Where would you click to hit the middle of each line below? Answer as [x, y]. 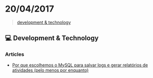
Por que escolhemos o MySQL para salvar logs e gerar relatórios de [80, 65]
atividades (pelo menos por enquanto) [50, 70]
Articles [15, 54]
